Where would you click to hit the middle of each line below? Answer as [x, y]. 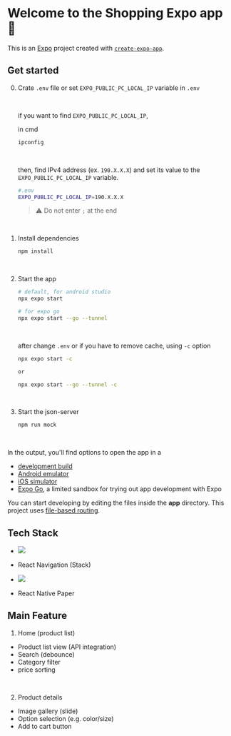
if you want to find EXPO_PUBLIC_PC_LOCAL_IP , [83, 115]
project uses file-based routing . [54, 510]
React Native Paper [46, 593]
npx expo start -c [45, 358]
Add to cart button [45, 726]
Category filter [39, 662]
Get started [33, 70]
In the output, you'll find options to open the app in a [84, 453]
